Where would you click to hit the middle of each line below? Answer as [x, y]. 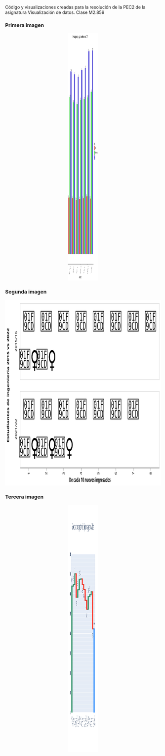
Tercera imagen [24, 497]
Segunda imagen [26, 292]
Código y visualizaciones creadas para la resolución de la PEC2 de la [75, 7]
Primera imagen [25, 25]
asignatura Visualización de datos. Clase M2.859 [55, 12]
